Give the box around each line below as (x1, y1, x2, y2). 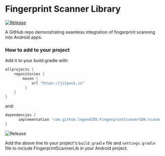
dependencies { (5, 112, 36, 118)
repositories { (14, 72, 45, 77)
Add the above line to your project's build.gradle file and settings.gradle (5, 140, 156, 146)
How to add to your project (5, 46, 70, 53)
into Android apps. (5, 34, 43, 40)
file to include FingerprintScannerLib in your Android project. (5, 145, 128, 151)
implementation (18, 117, 50, 122)
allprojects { (5, 67, 34, 72)
